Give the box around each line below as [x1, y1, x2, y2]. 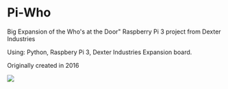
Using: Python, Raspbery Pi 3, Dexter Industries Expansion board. [7, 48, 192, 56]
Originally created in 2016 [7, 61, 79, 69]
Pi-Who [7, 5, 51, 21]
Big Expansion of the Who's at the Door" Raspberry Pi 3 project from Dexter [7, 27, 221, 36]
